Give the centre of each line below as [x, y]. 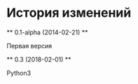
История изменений [69, 13]
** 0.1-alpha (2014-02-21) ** [47, 32]
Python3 [19, 73]
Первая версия [29, 45]
